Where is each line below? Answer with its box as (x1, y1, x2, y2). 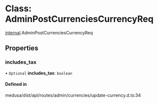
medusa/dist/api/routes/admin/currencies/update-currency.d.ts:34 (5, 92, 141, 98)
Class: (5, 3, 32, 14)
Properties (5, 44, 39, 52)
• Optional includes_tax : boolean (5, 70, 73, 76)
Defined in (5, 81, 27, 87)
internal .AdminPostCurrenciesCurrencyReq (5, 30, 93, 35)
